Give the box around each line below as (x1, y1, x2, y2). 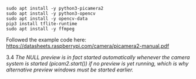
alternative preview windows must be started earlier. (6, 66, 134, 73)
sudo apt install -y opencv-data (6, 16, 88, 22)
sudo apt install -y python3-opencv (6, 11, 96, 16)
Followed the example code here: (6, 36, 87, 43)
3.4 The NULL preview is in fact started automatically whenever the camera (6, 54, 190, 61)
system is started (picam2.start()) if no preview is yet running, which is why (6, 60, 189, 67)
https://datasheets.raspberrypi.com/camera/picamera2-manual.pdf (6, 43, 170, 49)
